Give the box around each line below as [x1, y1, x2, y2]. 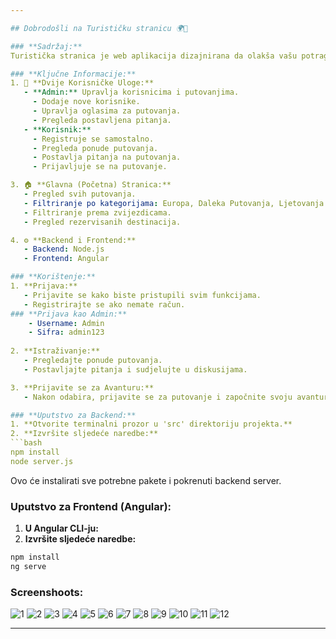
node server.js [10, 456, 74, 466]
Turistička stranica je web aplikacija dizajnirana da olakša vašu [10, 51, 298, 61]
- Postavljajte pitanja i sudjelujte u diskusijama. [23, 364, 248, 375]
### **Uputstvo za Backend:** [10, 410, 137, 420]
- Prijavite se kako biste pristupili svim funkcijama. [23, 290, 262, 300]
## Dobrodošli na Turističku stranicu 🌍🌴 [10, 23, 189, 33]
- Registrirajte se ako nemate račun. [23, 299, 186, 310]
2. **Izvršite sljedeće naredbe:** [10, 429, 159, 439]
